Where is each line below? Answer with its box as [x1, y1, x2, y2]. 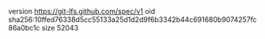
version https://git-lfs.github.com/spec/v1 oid [8, 7, 156, 16]
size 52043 [41, 23, 79, 32]
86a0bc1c [8, 23, 40, 32]
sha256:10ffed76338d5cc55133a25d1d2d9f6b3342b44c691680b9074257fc [8, 15, 257, 24]
